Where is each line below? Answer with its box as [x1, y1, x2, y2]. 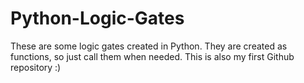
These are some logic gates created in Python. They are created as [10, 40, 288, 52]
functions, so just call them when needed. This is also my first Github [10, 50, 295, 62]
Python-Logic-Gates [10, 7, 185, 30]
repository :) [10, 61, 62, 73]
